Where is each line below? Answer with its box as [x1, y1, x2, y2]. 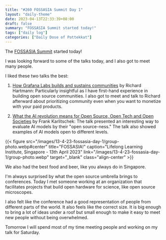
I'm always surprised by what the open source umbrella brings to [5, 173, 138, 179]
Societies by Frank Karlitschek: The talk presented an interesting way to [12, 118, 159, 124]
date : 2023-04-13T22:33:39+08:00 [5, 16, 74, 21]
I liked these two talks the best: [5, 73, 68, 79]
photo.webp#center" [5, 144, 48, 149]
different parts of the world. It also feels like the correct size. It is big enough [5, 204, 162, 210]
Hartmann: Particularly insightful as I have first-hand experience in [12, 88, 148, 94]
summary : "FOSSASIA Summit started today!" [5, 26, 97, 31]
